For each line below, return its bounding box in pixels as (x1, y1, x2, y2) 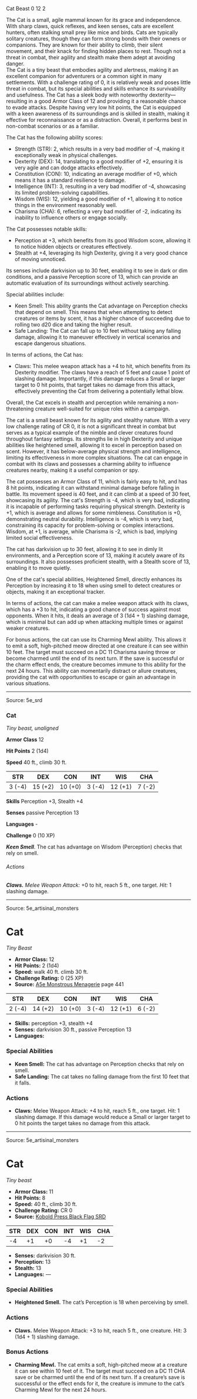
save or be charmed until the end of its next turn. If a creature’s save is (14, 1373, 185, 1381)
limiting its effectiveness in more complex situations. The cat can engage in (6, 454, 188, 461)
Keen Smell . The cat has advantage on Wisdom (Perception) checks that (6, 843, 182, 850)
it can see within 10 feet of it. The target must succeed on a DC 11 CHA (14, 1367, 185, 1374)
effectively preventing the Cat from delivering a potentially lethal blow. (14, 388, 184, 395)
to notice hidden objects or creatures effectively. (14, 243, 133, 250)
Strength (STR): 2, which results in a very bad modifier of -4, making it (14, 145, 185, 152)
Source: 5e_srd (6, 697, 43, 703)
